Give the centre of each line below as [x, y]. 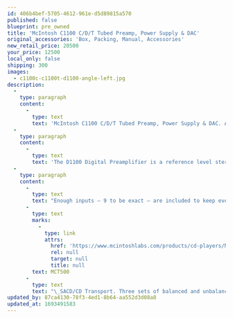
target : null [70, 259]
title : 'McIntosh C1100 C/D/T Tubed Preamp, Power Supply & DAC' [103, 33]
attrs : [54, 240]
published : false [32, 20]
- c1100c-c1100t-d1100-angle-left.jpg [70, 78]
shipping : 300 [28, 65]
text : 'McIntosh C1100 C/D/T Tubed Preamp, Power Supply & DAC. [127, 123]
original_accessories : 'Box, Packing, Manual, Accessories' [96, 40]
